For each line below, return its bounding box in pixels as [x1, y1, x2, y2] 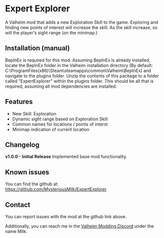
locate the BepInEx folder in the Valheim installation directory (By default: [5, 62, 153, 68]
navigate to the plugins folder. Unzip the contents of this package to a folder [5, 72, 159, 79]
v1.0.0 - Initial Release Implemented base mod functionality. [5, 154, 128, 160]
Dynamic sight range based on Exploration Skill [12, 116, 108, 122]
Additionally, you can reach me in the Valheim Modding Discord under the [5, 223, 154, 229]
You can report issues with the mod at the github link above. [5, 214, 127, 219]
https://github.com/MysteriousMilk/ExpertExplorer [5, 186, 107, 192]
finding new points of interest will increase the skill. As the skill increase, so [5, 24, 158, 30]
